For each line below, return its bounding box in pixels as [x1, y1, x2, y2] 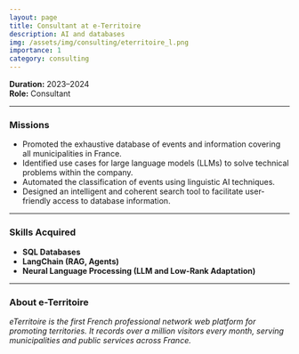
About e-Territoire [9, 295, 89, 308]
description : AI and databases [9, 29, 125, 38]
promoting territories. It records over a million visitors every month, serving [9, 326, 285, 336]
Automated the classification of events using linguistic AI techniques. [21, 177, 276, 188]
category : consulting [9, 54, 90, 63]
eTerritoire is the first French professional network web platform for [9, 316, 256, 326]
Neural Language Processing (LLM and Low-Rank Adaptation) [21, 265, 256, 276]
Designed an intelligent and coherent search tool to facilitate [21, 186, 244, 197]
